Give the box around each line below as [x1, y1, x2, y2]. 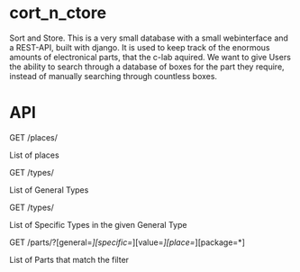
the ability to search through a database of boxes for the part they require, [9, 61, 286, 72]
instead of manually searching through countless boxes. [9, 70, 218, 81]
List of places [9, 150, 60, 160]
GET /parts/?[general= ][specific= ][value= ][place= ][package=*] [9, 237, 245, 248]
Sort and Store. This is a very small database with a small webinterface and [9, 32, 288, 43]
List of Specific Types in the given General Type [9, 219, 187, 230]
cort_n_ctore [9, 3, 106, 23]
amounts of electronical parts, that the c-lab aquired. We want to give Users [9, 51, 291, 62]
